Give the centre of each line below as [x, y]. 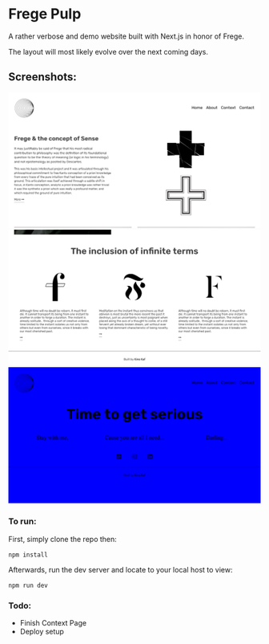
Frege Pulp [45, 14]
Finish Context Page [53, 622]
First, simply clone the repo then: [63, 539]
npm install [28, 555]
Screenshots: [43, 77]
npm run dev [28, 585]
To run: [23, 521]
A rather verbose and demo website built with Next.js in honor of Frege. [126, 36]
